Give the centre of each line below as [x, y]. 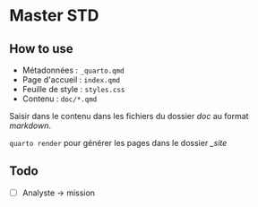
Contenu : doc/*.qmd [60, 99]
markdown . [30, 125]
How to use [41, 49]
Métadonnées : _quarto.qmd [73, 70]
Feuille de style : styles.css [73, 89]
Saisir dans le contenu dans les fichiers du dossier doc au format [129, 116]
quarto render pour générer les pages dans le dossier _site [118, 143]
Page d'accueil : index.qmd [71, 80]
